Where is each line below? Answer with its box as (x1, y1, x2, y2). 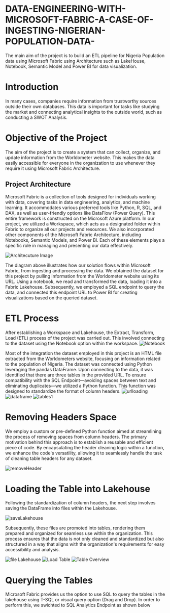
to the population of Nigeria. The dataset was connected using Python (5, 361, 152, 367)
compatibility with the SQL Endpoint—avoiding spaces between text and (5, 377, 156, 383)
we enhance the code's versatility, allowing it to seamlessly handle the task (5, 450, 162, 456)
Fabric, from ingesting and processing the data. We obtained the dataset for (5, 267, 164, 273)
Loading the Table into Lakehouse (5, 483, 151, 495)
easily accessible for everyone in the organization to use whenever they (5, 160, 156, 166)
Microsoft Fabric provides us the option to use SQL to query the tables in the (5, 591, 165, 597)
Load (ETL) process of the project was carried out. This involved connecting (5, 335, 165, 341)
